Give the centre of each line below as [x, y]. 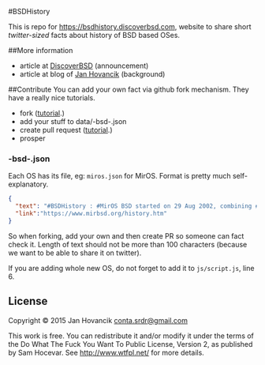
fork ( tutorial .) [42, 113]
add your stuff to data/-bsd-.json [73, 121]
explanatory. [28, 184]
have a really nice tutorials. [52, 98]
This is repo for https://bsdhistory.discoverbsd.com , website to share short [130, 26]
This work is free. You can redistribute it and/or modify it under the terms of [131, 336]
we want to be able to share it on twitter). [75, 253]
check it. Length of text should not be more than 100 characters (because [128, 244]
